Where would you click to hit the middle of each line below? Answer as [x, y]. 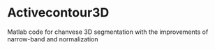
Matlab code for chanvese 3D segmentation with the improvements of [108, 32]
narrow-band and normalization [53, 39]
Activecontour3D [58, 13]
